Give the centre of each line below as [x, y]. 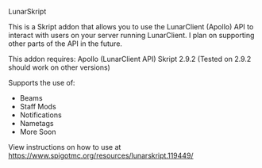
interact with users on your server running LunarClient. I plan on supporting [131, 35]
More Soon [38, 132]
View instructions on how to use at [65, 147]
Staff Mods [38, 107]
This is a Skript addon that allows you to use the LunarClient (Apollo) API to [131, 27]
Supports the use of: [42, 83]
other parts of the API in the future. [65, 44]
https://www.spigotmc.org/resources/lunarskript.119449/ [101, 155]
